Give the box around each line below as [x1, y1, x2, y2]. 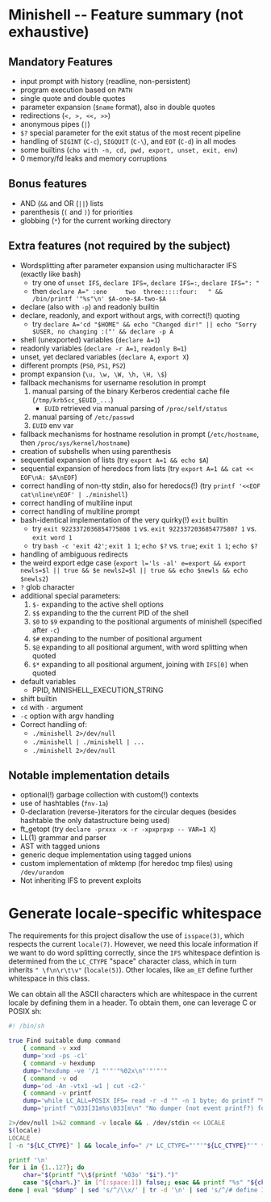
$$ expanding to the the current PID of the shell [31, 607, 190, 617]
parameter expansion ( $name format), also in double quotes [19, 103, 215, 111]
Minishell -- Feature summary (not [8, 6, 244, 24]
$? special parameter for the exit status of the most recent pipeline [19, 128, 241, 137]
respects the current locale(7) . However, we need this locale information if [8, 939, 258, 949]
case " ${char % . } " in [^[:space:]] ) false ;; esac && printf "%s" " [23, 1179, 251, 1187]
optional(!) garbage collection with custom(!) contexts [19, 790, 199, 800]
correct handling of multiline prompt [19, 506, 140, 516]
